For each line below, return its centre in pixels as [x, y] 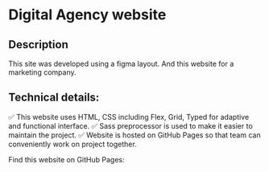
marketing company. [42, 72]
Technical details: [54, 98]
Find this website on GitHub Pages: [66, 159]
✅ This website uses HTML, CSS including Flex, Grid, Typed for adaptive [129, 117]
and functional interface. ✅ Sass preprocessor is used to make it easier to [131, 125]
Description [38, 45]
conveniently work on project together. [72, 144]
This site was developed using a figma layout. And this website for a [121, 63]
